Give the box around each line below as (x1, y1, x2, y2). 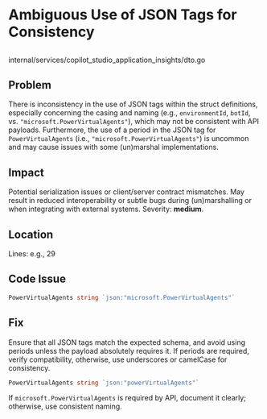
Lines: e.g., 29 (8, 249, 56, 259)
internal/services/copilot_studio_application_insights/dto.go (8, 55, 206, 64)
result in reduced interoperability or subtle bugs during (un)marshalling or (8, 196, 252, 205)
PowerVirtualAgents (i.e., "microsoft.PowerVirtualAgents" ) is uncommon (8, 134, 249, 143)
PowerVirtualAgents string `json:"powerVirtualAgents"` (8, 379, 199, 387)
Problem (8, 78, 52, 92)
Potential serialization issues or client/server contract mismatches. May (8, 187, 245, 197)
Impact (8, 165, 44, 179)
